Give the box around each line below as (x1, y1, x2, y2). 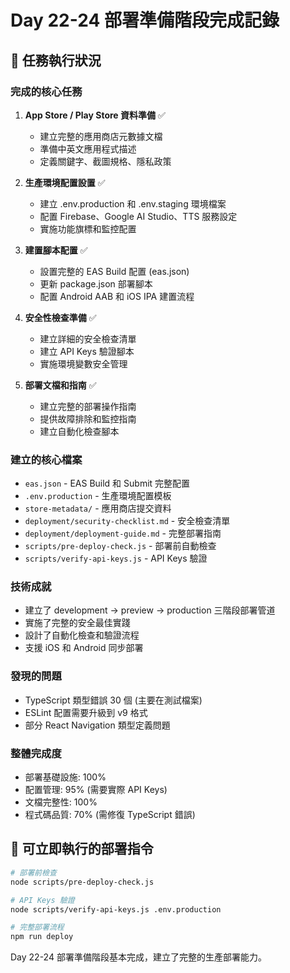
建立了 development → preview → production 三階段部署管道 (24, 604, 276, 616)
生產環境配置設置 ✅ (24, 176, 106, 188)
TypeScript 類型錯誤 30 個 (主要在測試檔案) (24, 694, 203, 706)
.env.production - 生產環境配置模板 (24, 490, 172, 502)
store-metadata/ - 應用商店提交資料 (24, 502, 172, 515)
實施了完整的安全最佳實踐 (24, 617, 131, 629)
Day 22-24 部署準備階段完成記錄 (10, 9, 280, 32)
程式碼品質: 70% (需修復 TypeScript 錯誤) (24, 809, 196, 821)
